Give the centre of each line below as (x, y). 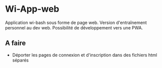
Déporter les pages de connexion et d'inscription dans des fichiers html (84, 55)
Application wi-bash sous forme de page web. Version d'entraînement (76, 23)
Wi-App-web (32, 9)
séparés (20, 60)
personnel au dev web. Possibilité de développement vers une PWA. (74, 27)
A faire (15, 43)
